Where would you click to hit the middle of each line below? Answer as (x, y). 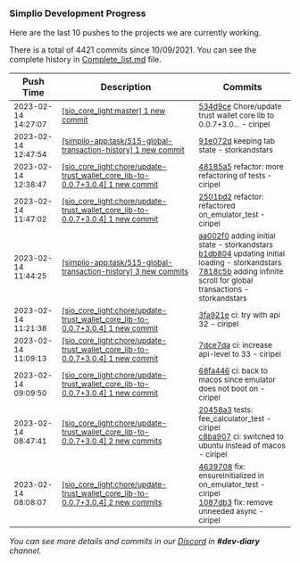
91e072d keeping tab (237, 141)
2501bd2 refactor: (231, 197)
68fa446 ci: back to (233, 371)
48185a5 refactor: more (241, 167)
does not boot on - (232, 389)
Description (126, 87)
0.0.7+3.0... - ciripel (234, 124)
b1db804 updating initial (242, 254)
